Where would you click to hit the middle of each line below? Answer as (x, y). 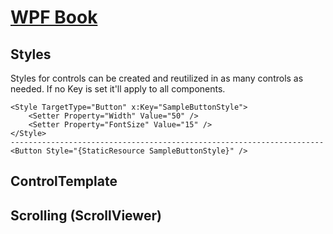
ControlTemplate (64, 181)
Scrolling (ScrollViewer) (86, 215)
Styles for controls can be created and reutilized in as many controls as (157, 78)
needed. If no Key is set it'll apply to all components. (118, 89)
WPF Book (54, 17)
